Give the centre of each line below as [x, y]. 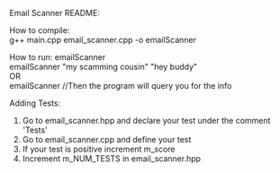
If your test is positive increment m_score [99, 149]
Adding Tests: [35, 103]
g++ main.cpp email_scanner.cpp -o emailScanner [103, 40]
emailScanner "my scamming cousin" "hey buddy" [104, 67]
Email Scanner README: [55, 13]
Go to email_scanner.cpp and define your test [107, 139]
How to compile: [40, 30]
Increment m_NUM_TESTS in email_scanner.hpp [111, 159]
